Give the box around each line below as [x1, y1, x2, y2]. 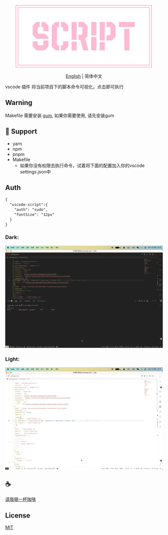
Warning [5, 98, 32, 107]
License [5, 511, 30, 519]
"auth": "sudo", [14, 207, 48, 212]
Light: [5, 355, 20, 362]
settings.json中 [19, 168, 51, 174]
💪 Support [5, 127, 37, 136]
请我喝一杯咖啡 [5, 496, 36, 502]
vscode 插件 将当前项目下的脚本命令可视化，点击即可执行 [5, 84, 124, 89]
